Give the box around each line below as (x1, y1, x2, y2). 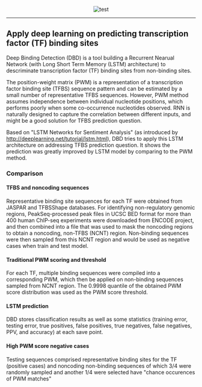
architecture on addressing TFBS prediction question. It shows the (6, 141, 170, 149)
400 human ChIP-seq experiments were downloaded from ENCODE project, (6, 217, 194, 224)
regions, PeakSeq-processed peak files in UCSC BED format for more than (6, 210, 191, 217)
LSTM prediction (6, 302, 49, 309)
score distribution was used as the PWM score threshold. (6, 289, 148, 296)
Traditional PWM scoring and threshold (6, 256, 106, 263)
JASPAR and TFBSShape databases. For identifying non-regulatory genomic (6, 203, 195, 211)
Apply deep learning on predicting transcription (6, 29, 189, 39)
